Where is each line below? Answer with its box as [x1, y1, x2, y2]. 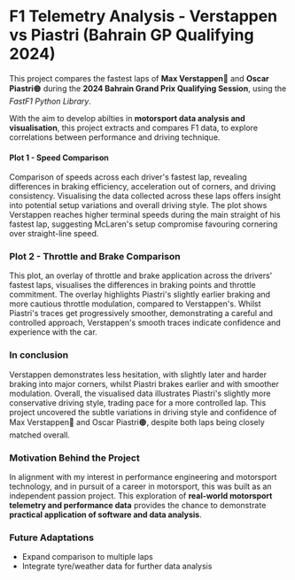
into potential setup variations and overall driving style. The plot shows [9, 200, 268, 211]
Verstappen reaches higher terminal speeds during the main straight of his [9, 210, 281, 220]
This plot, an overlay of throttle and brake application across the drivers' [9, 270, 273, 281]
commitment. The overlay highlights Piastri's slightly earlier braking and [9, 290, 271, 300]
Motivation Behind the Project [9, 452, 140, 464]
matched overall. [9, 429, 71, 440]
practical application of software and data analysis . [9, 509, 202, 520]
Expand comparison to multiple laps [21, 552, 153, 562]
